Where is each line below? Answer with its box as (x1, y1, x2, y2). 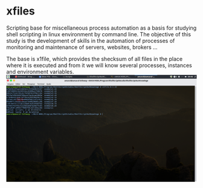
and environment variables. (6, 68, 74, 75)
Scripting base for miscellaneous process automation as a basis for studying (6, 24, 197, 31)
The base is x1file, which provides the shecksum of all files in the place (6, 55, 183, 62)
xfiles (6, 4, 35, 18)
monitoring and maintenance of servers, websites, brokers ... (6, 44, 158, 51)
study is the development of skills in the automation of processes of (6, 37, 175, 44)
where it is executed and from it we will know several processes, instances (6, 62, 192, 69)
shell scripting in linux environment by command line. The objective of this (6, 30, 192, 37)
